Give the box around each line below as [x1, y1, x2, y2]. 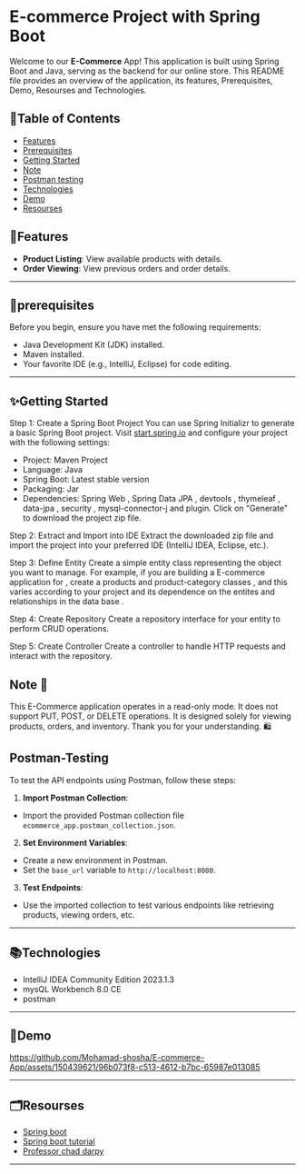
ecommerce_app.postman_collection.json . [22, 820, 176, 831]
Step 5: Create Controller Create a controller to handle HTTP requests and [9, 641, 286, 652]
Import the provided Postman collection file [22, 810, 184, 821]
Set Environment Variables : [22, 837, 129, 848]
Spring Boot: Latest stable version [22, 474, 150, 485]
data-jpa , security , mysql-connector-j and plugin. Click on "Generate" [22, 502, 289, 514]
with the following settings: [9, 437, 111, 448]
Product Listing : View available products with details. [22, 253, 223, 264]
